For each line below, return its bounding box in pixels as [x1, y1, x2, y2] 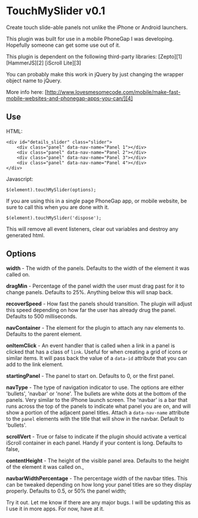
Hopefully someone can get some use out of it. [6, 41, 121, 49]
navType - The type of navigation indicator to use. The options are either [6, 384, 184, 391]
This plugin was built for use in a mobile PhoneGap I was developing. [6, 35, 174, 42]
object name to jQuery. [6, 77, 62, 84]
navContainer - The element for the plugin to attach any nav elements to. [6, 324, 185, 331]
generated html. [6, 231, 45, 239]
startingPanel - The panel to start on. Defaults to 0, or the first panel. [6, 372, 175, 379]
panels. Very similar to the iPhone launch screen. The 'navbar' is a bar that [6, 396, 188, 403]
